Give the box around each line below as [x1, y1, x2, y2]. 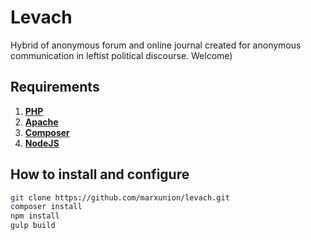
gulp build [10, 221, 56, 231]
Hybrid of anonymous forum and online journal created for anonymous [10, 39, 302, 51]
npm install [10, 211, 60, 221]
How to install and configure [10, 166, 190, 183]
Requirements [10, 79, 100, 96]
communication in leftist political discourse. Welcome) [10, 49, 233, 61]
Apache [24, 116, 59, 128]
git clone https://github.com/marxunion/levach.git [10, 192, 230, 203]
